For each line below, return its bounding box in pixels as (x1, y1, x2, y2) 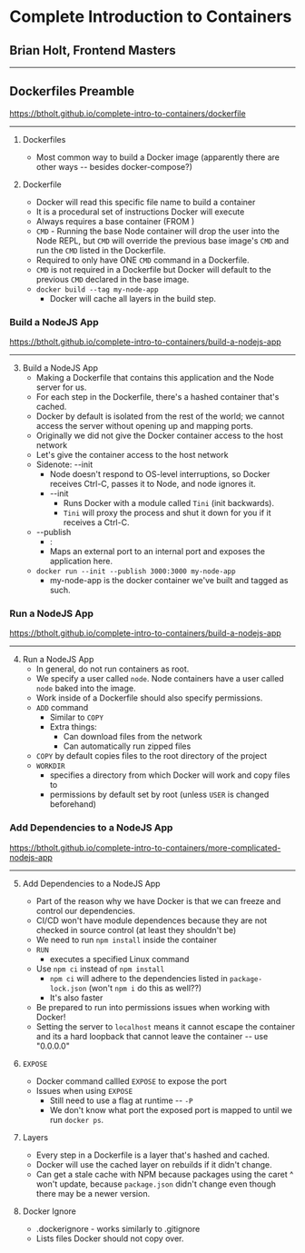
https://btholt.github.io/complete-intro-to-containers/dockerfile (9, 107, 247, 119)
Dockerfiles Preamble (9, 84, 134, 99)
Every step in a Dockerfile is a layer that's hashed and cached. (35, 1149, 271, 1160)
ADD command (35, 702, 89, 713)
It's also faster (49, 992, 103, 1003)
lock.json (49, 984, 87, 993)
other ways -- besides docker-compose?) (35, 161, 193, 172)
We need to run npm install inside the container (35, 934, 218, 945)
